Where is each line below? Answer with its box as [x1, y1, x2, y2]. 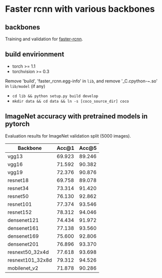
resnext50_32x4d [7, 249, 49, 255]
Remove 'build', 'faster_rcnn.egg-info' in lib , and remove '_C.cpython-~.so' [5, 78, 158, 84]
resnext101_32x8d [7, 256, 53, 263]
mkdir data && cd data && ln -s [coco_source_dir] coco [12, 99, 129, 104]
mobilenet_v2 [7, 264, 38, 271]
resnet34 [7, 185, 29, 192]
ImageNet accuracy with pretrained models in [5, 112, 148, 121]
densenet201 [7, 241, 39, 248]
